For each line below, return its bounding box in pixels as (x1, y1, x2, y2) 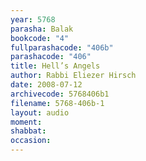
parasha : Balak (10, 24, 74, 34)
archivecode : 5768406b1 (10, 89, 110, 99)
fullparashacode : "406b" (10, 42, 114, 53)
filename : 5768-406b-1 (10, 98, 105, 108)
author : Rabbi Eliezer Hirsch (10, 71, 137, 81)
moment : (10, 117, 43, 127)
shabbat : (10, 126, 47, 136)
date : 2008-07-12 (10, 80, 83, 90)
